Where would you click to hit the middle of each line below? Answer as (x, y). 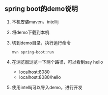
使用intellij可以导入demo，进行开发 (47, 87)
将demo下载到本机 (30, 32)
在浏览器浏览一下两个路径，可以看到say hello (57, 62)
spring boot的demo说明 (41, 9)
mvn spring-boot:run (33, 52)
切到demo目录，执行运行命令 (41, 43)
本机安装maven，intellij (35, 22)
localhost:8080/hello (40, 77)
